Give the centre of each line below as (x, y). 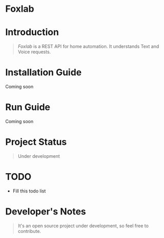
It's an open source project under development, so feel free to (83, 226)
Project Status (36, 142)
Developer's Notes (46, 212)
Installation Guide (43, 73)
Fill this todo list (29, 191)
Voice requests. (34, 52)
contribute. (29, 231)
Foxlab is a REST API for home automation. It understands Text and (88, 46)
